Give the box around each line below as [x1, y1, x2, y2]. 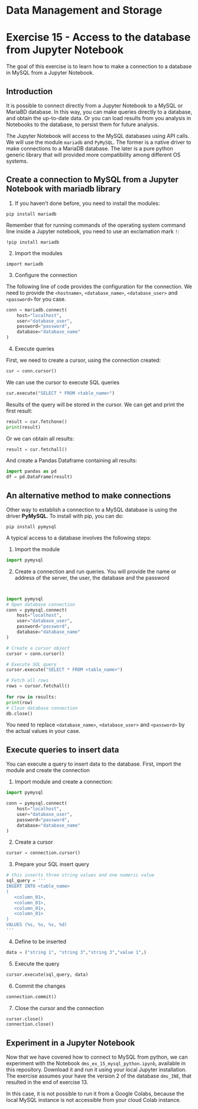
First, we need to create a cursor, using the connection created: [6, 356, 161, 364]
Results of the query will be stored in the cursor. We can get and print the [6, 401, 184, 408]
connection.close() [6, 1021, 54, 1027]
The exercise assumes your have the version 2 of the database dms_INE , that [6, 1072, 192, 1079]
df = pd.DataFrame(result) [6, 474, 73, 480]
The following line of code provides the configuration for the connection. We [6, 282, 192, 290]
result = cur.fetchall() [6, 446, 67, 452]
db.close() [6, 711, 33, 716]
